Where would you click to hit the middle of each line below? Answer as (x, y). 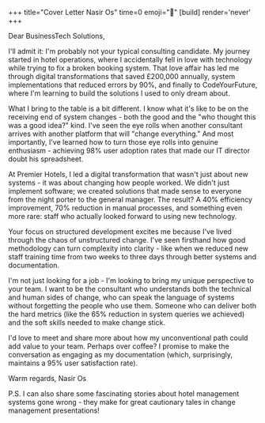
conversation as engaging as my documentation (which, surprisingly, (121, 355)
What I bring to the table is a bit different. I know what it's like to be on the (129, 108)
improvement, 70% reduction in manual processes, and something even (125, 208)
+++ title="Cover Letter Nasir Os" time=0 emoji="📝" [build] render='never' (130, 12)
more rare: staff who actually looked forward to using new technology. (123, 216)
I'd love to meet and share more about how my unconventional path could (128, 338)
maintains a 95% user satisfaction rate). (73, 363)
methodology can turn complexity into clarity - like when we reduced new (129, 248)
